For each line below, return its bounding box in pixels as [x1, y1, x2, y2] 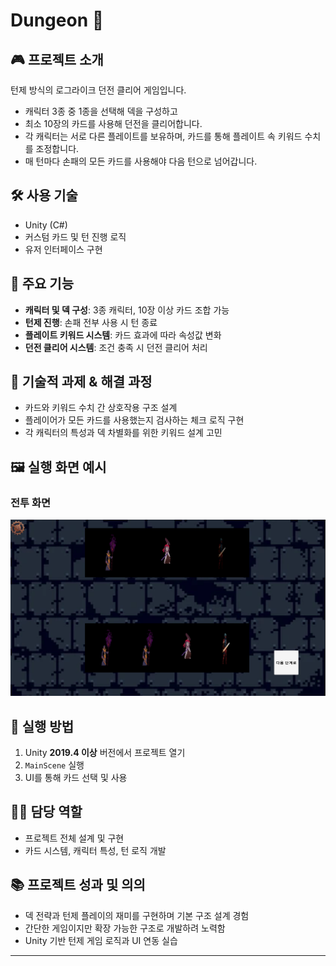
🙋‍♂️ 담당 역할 [10, 804, 83, 821]
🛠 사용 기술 [10, 187, 78, 204]
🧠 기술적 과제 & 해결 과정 [10, 374, 153, 391]
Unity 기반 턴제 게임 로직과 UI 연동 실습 [24, 934, 178, 946]
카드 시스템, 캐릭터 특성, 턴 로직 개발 [24, 844, 167, 856]
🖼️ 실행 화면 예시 [10, 459, 107, 476]
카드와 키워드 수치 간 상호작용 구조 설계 [24, 402, 178, 414]
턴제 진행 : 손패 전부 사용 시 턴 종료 [24, 316, 158, 328]
